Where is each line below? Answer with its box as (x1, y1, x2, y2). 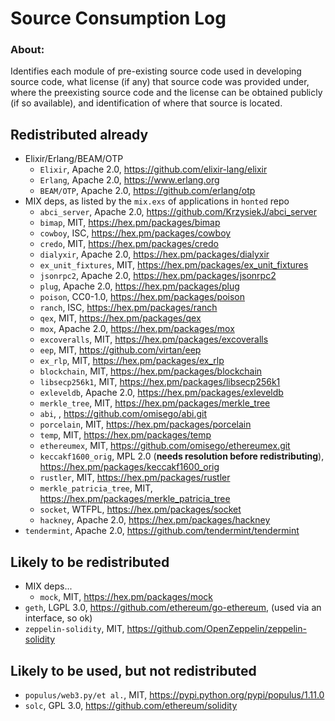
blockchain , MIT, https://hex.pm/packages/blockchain (39, 365, 263, 377)
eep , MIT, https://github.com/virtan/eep (39, 344, 202, 356)
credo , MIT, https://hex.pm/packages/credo (39, 238, 219, 250)
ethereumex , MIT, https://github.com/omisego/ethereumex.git (39, 440, 291, 452)
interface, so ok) (24, 612, 93, 624)
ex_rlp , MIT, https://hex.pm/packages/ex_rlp (39, 355, 225, 367)
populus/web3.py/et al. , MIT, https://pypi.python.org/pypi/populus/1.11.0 (24, 688, 325, 701)
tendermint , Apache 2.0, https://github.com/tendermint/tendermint (24, 525, 300, 537)
